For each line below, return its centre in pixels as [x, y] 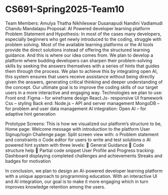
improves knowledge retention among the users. [55, 186]
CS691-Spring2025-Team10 [65, 9]
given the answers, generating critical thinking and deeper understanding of [84, 82]
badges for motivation [28, 161]
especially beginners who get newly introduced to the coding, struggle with [83, 39]
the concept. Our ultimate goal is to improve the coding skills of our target [82, 87]
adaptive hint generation [30, 114]
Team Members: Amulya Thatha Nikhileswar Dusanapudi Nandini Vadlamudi [84, 23]
